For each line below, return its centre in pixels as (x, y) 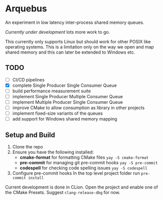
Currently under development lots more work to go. (58, 32)
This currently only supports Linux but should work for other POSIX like (78, 41)
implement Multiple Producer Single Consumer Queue (68, 102)
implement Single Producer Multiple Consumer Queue (68, 96)
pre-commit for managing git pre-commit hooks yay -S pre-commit (89, 163)
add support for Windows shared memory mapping (65, 119)
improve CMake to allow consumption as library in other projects (79, 108)
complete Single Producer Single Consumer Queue (64, 85)
